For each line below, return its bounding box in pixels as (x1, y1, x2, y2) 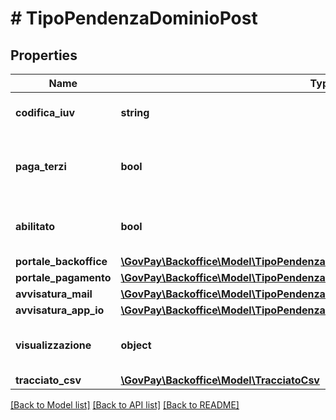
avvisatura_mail (15, 287, 93, 301)
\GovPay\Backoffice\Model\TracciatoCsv (120, 373, 320, 387)
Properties (10, 47, 78, 64)
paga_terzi (15, 160, 67, 173)
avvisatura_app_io (15, 303, 105, 317)
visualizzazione (15, 338, 92, 352)
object (120, 338, 152, 352)
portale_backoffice (15, 255, 108, 268)
